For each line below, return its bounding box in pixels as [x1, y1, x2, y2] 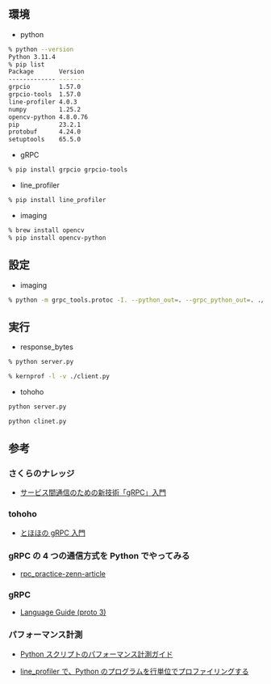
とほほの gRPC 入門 [19, 528, 86, 538]
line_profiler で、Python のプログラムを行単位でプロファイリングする [19, 666, 249, 676]
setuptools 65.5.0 [8, 136, 81, 144]
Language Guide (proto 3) [19, 607, 106, 617]
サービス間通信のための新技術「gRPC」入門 [19, 488, 167, 497]
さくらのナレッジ [8, 468, 75, 479]
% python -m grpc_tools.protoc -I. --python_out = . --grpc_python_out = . [8, 296, 254, 304]
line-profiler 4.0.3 [8, 98, 78, 106]
